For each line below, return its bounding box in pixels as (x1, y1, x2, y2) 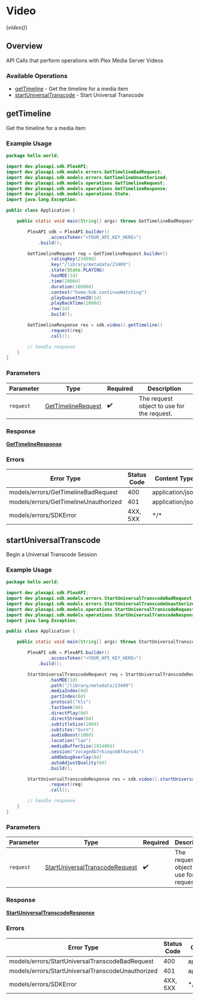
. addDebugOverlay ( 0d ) (48, 754, 102, 760)
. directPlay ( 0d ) (48, 710, 89, 716)
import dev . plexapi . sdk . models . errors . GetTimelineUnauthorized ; (6, 174, 168, 181)
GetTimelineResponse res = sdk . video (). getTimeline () (27, 322, 163, 328)
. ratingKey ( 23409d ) (48, 256, 97, 262)
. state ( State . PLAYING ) (48, 267, 105, 273)
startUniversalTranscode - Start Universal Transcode (14, 92, 144, 99)
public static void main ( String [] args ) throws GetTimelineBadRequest (17, 218, 195, 224)
